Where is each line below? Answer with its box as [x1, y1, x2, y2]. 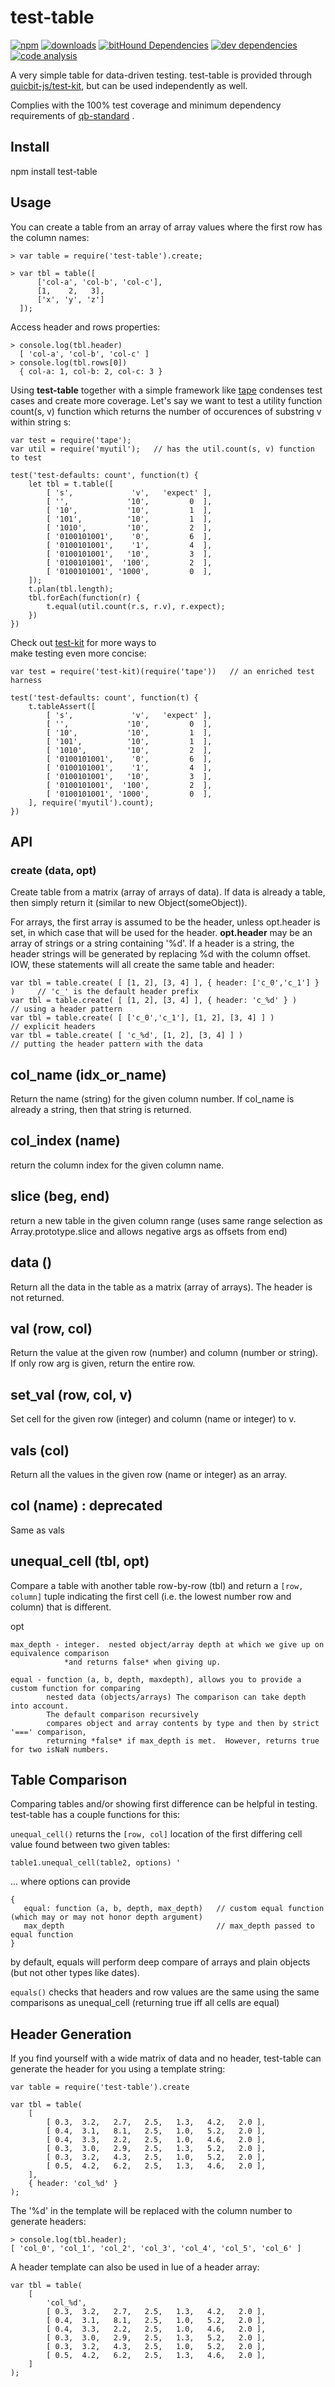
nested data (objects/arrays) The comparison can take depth [46, 1692, 307, 1702]
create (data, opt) [10, 863, 97, 877]
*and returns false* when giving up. [63, 1657, 222, 1667]
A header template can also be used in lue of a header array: [10, 2261, 260, 2273]
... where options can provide [10, 1876, 131, 1888]
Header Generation [10, 2026, 132, 2043]
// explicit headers [10, 1022, 97, 1032]
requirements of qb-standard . [10, 109, 135, 121]
